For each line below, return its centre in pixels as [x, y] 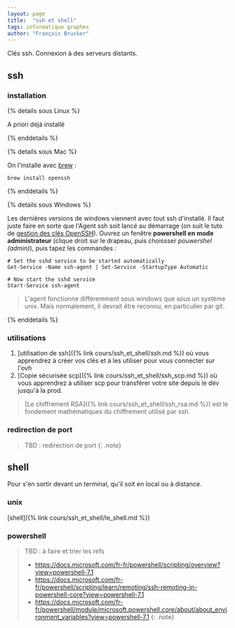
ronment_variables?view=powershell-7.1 [92, 617]
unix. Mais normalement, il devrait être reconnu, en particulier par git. [125, 306]
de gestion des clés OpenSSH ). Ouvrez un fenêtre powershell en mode [110, 233]
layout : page [26, 14]
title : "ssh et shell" [42, 20]
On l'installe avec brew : [42, 165]
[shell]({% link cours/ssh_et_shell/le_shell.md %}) [79, 518]
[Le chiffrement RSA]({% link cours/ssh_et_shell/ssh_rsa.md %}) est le [126, 404]
